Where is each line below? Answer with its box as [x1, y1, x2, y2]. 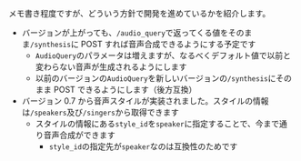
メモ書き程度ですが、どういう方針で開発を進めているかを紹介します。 [8, 8, 271, 18]
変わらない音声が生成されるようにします [35, 62, 187, 72]
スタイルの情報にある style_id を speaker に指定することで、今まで [35, 118, 280, 129]
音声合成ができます [43, 130, 115, 140]
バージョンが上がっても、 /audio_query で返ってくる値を [21, 27, 229, 38]
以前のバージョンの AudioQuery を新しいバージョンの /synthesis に [35, 73, 276, 84]
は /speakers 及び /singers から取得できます [21, 107, 179, 117]
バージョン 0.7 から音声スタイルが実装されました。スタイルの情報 [21, 96, 269, 106]
